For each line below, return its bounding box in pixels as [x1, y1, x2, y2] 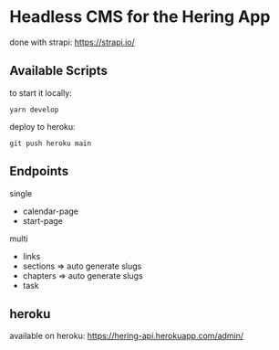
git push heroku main [9, 139, 92, 148]
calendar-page [22, 206, 79, 217]
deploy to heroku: [9, 121, 76, 132]
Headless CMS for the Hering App [9, 6, 271, 27]
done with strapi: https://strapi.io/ [9, 37, 135, 48]
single [9, 187, 33, 198]
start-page [22, 215, 64, 226]
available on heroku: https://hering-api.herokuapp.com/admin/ [9, 331, 244, 342]
